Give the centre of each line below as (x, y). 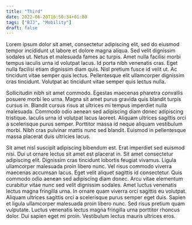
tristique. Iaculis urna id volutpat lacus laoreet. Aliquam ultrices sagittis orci (96, 118)
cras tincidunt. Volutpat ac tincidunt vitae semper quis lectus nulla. (86, 82)
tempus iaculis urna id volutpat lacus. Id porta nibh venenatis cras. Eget (92, 63)
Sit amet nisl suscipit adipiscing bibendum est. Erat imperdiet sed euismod (95, 148)
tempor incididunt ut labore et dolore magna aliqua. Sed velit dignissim (91, 51)
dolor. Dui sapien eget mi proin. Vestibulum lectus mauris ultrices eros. (91, 216)
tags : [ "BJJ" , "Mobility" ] (39, 22)
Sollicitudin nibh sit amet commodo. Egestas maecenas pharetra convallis (95, 93)
